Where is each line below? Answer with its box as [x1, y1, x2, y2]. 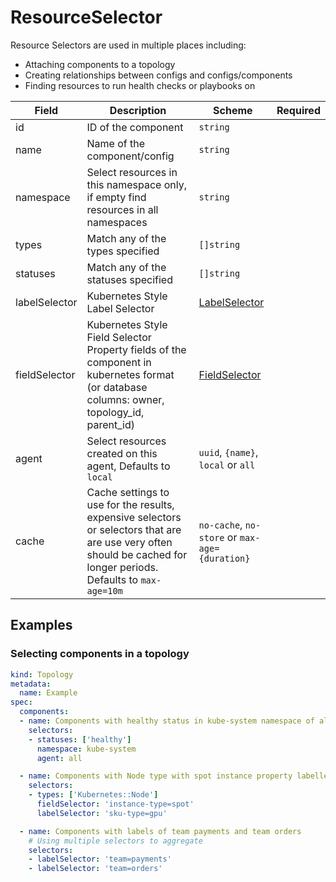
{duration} [198, 552, 251, 564]
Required [276, 103, 321, 117]
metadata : [10, 679, 52, 689]
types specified [86, 244, 160, 258]
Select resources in [86, 165, 178, 179]
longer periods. [86, 560, 159, 574]
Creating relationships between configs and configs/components [24, 69, 293, 81]
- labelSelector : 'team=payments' [28, 854, 172, 865]
